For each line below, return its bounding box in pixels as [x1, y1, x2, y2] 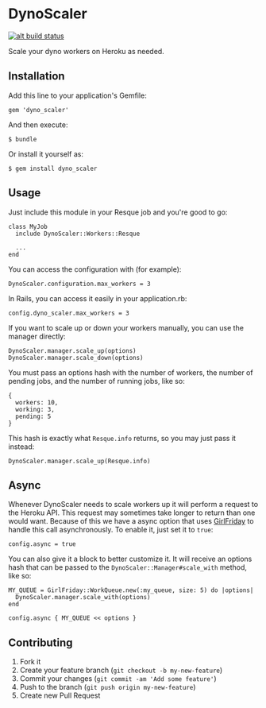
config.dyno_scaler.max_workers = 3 [8, 309, 129, 317]
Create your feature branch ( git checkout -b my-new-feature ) [19, 665, 223, 675]
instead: [8, 442, 35, 451]
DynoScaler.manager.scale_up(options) [8, 346, 137, 354]
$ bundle [8, 135, 37, 143]
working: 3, [15, 405, 56, 413]
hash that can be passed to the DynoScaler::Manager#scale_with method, [8, 563, 248, 572]
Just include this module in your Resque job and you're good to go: [8, 207, 228, 217]
